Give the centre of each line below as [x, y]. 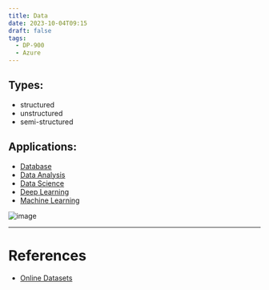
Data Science [42, 183]
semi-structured [46, 122]
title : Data [28, 16]
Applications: [43, 147]
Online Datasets [46, 278]
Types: [26, 85]
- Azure [28, 53]
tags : [17, 38]
